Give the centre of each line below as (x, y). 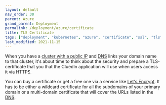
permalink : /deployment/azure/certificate (49, 28)
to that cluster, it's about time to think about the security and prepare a (77, 61)
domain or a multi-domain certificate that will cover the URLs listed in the (79, 92)
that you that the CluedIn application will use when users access (92, 66)
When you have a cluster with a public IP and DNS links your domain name (81, 56)
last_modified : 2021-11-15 (33, 42)
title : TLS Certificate (30, 33)
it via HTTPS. (19, 72)
